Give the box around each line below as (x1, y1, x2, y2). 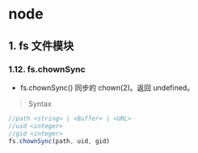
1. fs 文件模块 (8, 39, 74, 52)
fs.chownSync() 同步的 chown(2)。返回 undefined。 (19, 82, 195, 93)
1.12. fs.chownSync (8, 64, 86, 75)
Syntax (27, 98, 53, 109)
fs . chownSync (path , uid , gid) (8, 137, 111, 145)
